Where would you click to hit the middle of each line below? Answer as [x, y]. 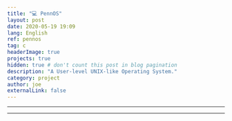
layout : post [26, 20]
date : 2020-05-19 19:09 [41, 26]
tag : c [17, 46]
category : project [33, 78]
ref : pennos [24, 39]
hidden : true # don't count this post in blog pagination [92, 65]
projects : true [29, 59]
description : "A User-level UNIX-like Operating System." [92, 71]
